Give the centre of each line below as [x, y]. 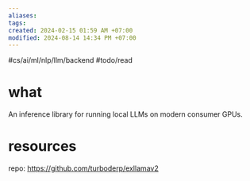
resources [42, 146]
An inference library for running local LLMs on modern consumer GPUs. [126, 114]
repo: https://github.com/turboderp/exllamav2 [83, 168]
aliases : [23, 15]
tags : [17, 23]
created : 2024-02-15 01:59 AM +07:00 [71, 30]
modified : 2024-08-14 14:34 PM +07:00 [72, 38]
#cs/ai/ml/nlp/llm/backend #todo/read [71, 60]
